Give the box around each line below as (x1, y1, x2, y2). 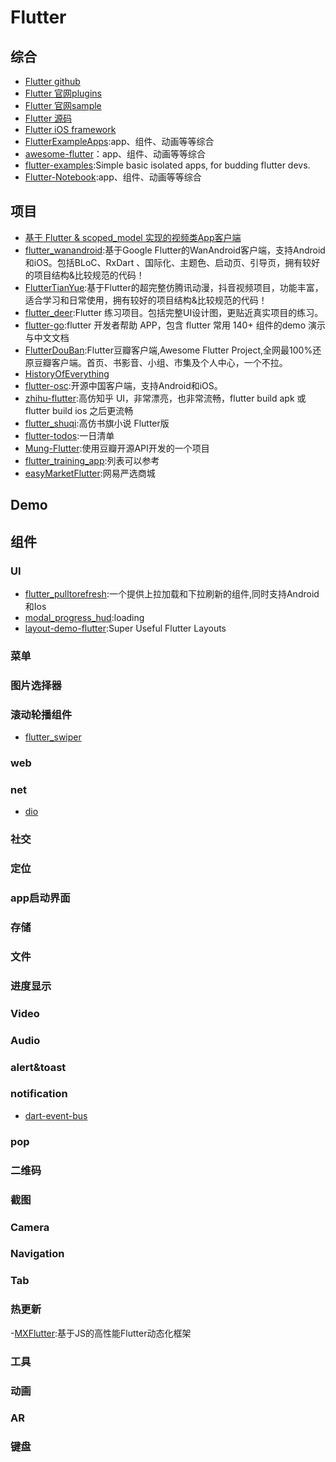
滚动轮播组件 (10, 707, 73, 721)
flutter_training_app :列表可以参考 (24, 454, 160, 466)
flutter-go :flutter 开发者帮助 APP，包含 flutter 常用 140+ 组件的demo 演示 (24, 319, 326, 331)
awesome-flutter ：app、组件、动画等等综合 (24, 148, 206, 160)
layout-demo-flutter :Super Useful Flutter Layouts (24, 622, 227, 634)
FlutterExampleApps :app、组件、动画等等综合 (24, 136, 215, 147)
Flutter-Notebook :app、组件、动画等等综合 (24, 171, 202, 183)
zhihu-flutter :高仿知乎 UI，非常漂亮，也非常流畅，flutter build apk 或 (24, 392, 307, 404)
